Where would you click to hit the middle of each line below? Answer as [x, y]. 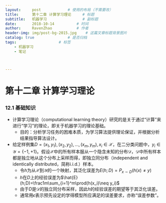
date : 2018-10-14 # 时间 [47, 24]
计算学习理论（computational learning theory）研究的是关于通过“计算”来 [87, 119]
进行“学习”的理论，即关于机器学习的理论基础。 [60, 126]
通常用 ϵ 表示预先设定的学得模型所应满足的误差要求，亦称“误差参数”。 [90, 195]
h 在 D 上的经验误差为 [40, 177]
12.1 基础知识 [20, 108]
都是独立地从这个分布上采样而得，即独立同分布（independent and [80, 158]
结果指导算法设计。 [40, 138]
